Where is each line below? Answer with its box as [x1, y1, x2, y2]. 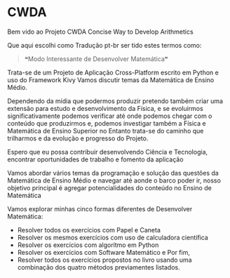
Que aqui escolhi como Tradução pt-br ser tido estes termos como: [7, 41, 202, 49]
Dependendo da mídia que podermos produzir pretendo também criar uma [7, 96, 223, 105]
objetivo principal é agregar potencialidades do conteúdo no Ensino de [7, 183, 212, 192]
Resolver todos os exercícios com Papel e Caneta [17, 225, 161, 234]
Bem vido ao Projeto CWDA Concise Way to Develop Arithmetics [7, 27, 194, 36]
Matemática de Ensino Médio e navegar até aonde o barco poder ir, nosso [7, 176, 221, 185]
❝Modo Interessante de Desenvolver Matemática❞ [24, 54, 168, 63]
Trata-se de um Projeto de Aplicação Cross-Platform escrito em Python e [7, 68, 219, 77]
